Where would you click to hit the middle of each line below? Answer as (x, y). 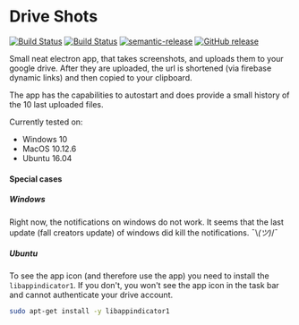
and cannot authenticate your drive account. (91, 295)
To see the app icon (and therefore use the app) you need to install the (140, 276)
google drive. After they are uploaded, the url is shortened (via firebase (141, 68)
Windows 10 (45, 139)
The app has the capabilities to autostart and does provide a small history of (149, 95)
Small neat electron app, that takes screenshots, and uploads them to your (146, 58)
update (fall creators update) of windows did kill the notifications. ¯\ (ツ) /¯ (144, 232)
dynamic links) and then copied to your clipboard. (101, 77)
